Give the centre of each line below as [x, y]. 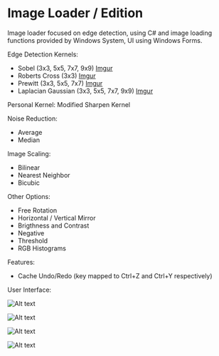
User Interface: [30, 290]
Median [29, 140]
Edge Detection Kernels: [43, 54]
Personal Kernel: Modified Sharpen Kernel [69, 104]
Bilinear [29, 167]
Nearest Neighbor [44, 175]
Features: [21, 262]
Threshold [33, 240]
